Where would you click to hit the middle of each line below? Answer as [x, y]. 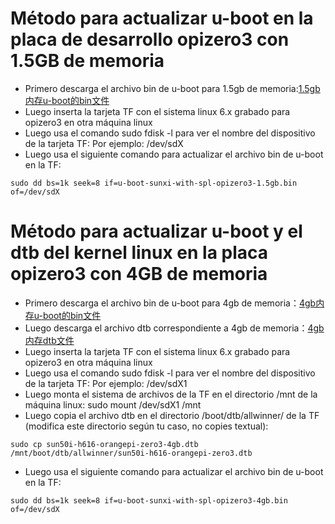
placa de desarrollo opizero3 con [150, 39]
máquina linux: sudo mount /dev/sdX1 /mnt [113, 404]
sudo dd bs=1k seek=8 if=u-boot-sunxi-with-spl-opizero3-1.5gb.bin [154, 183]
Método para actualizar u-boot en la [162, 18]
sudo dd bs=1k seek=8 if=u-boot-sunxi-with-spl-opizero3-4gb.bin [149, 500]
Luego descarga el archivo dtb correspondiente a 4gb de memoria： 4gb [174, 328]
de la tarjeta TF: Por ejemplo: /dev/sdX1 [106, 383]
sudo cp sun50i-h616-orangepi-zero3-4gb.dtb [104, 444]
